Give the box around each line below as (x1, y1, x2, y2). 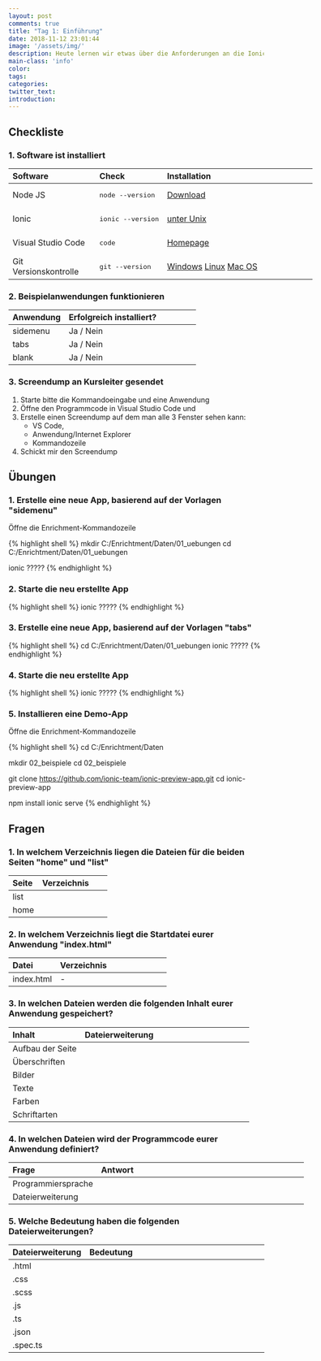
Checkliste (8, 125, 64, 139)
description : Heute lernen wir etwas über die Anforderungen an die (8, 50, 245, 58)
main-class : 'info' (8, 58, 75, 66)
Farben (12, 1095, 40, 1107)
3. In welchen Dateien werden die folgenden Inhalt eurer (8, 998, 233, 1009)
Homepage (166, 237, 209, 249)
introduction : (8, 95, 57, 103)
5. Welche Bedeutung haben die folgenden (8, 1216, 180, 1227)
